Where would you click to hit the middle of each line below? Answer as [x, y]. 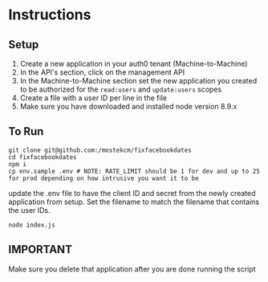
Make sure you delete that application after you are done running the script [132, 269]
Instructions [50, 15]
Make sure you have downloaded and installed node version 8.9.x [128, 106]
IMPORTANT [40, 249]
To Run [26, 131]
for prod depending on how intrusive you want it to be [104, 178]
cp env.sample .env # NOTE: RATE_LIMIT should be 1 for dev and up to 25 [134, 171]
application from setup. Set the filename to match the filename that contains [134, 202]
